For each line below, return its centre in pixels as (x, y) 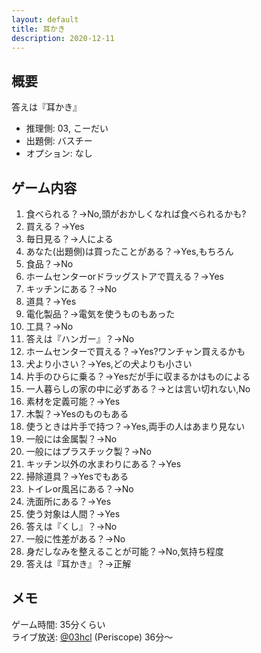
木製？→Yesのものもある (77, 414)
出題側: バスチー (59, 141)
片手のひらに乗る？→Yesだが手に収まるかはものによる (138, 376)
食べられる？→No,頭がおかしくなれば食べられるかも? (136, 214)
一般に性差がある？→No (75, 539)
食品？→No (49, 264)
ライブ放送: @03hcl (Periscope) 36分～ (92, 637)
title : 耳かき (38, 29)
